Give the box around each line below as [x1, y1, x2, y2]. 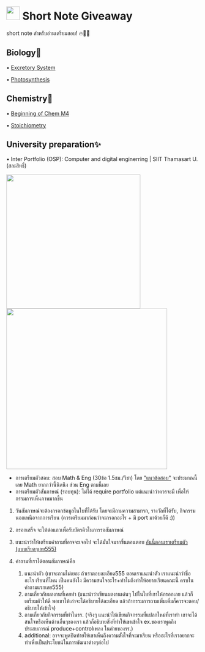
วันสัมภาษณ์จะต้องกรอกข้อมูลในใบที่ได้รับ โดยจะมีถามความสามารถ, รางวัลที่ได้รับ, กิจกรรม [15, 507, 196, 514]
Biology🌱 [6, 48, 42, 58]
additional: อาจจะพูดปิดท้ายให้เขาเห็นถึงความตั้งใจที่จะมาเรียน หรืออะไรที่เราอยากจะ [24, 632, 195, 639]
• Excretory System [6, 64, 56, 71]
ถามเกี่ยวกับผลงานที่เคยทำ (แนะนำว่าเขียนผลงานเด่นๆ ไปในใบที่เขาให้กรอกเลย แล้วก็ [24, 591, 193, 598]
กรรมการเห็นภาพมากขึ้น [15, 495, 63, 502]
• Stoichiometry [6, 121, 47, 129]
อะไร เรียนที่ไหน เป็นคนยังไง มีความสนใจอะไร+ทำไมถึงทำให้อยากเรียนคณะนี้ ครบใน [24, 577, 194, 584]
